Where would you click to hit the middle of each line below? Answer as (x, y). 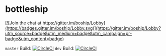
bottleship (27, 9)
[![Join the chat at (23, 23)
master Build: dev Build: (40, 48)
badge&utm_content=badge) (35, 39)
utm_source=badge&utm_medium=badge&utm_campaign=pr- (69, 33)
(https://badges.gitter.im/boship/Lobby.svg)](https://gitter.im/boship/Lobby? (83, 28)
